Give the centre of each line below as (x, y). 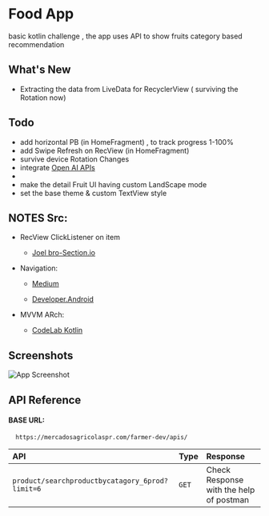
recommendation (36, 44)
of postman (228, 499)
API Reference (45, 400)
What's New (40, 70)
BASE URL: (27, 420)
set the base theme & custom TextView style (93, 193)
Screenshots (41, 356)
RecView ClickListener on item (70, 238)
